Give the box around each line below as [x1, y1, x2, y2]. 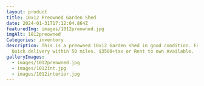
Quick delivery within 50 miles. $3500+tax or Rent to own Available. [12, 48, 194, 55]
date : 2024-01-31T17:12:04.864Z [6, 20, 88, 26]
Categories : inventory [6, 37, 64, 43]
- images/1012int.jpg [12, 65, 67, 71]
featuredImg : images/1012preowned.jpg [6, 25, 104, 32]
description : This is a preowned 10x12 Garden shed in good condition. [6, 43, 191, 49]
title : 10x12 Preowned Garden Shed [6, 15, 97, 21]
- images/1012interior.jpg [12, 71, 80, 77]
